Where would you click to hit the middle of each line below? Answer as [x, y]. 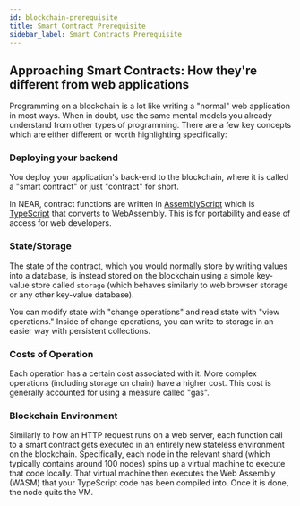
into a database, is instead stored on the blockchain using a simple [132, 275]
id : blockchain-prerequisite [64, 17]
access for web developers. [60, 223]
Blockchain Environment [64, 416]
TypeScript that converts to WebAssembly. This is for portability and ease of [150, 214]
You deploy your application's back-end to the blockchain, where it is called [149, 177]
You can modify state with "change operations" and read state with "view [145, 312]
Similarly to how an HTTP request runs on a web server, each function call [146, 435]
